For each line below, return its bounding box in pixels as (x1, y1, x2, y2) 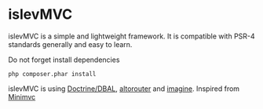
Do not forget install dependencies (8, 55, 120, 64)
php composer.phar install (8, 70, 97, 78)
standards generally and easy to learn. (8, 39, 133, 49)
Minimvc (8, 92, 36, 101)
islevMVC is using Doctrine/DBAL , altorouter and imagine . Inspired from (8, 84, 240, 93)
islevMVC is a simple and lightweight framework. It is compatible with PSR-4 (8, 31, 255, 41)
